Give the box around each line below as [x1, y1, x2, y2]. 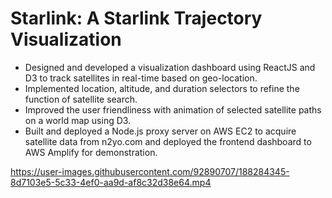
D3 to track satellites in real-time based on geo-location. [24, 72, 258, 84]
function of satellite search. [24, 93, 138, 105]
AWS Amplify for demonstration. [24, 146, 158, 158]
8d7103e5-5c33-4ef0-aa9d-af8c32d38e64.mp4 [10, 176, 212, 188]
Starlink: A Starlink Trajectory [10, 7, 263, 30]
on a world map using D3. [24, 114, 132, 126]
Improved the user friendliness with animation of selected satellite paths [24, 103, 322, 116]
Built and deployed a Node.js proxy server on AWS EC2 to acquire [24, 125, 297, 137]
